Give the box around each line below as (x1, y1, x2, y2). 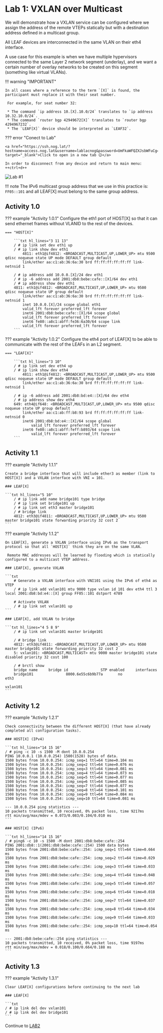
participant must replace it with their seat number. (5, 92, 116, 97)
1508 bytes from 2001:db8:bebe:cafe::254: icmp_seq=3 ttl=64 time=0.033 (5, 864, 155, 869)
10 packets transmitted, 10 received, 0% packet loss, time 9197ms (5, 941, 145, 946)
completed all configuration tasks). (5, 728, 81, 733)
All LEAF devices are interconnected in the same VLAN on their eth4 (5, 39, 142, 45)
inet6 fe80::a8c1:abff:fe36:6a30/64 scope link (22, 319, 120, 324)
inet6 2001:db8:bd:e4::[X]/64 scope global (22, 418, 112, 423)
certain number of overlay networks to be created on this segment (5, 64, 138, 70)
